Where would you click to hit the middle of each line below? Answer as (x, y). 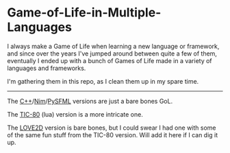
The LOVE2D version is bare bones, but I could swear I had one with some (112, 128)
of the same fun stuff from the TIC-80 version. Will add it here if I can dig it (113, 134)
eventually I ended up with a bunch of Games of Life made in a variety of (110, 60)
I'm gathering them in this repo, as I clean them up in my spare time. (103, 81)
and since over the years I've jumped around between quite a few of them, (112, 54)
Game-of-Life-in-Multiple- (84, 13)
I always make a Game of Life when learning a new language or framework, (113, 46)
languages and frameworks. (47, 68)
